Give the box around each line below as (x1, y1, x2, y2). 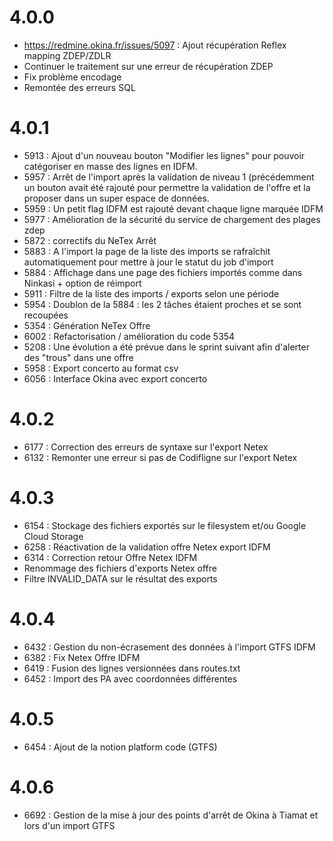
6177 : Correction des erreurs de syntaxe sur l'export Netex (23, 441, 269, 453)
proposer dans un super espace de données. (23, 192, 210, 204)
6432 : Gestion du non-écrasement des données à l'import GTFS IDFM (23, 641, 316, 653)
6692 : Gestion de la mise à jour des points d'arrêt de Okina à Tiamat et (23, 809, 319, 821)
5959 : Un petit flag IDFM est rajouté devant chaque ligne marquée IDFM (23, 202, 324, 215)
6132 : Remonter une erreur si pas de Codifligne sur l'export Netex (23, 451, 298, 463)
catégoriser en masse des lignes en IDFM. (23, 160, 198, 172)
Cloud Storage (23, 530, 84, 542)
